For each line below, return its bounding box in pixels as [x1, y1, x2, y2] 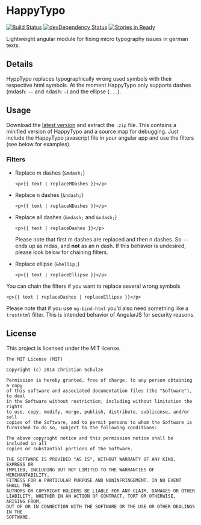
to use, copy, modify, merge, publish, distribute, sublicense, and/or [6, 409, 190, 415]
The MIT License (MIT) [6, 356, 63, 362]
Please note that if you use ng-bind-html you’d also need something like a [6, 305, 188, 312]
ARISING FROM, [6, 498, 42, 505]
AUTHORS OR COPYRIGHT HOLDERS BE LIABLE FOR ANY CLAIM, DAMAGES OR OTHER [6, 488, 196, 494]
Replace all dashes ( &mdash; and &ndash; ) [14, 213, 117, 220]
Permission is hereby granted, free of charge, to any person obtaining [6, 377, 193, 383]
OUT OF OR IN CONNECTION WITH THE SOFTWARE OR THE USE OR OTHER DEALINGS [6, 503, 196, 509]
